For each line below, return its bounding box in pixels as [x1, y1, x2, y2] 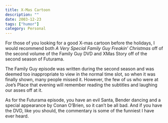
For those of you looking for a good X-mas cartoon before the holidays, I [5, 40, 155, 46]
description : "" [5, 12, 39, 17]
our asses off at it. [5, 87, 43, 93]
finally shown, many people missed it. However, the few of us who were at [5, 77, 159, 83]
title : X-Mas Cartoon [5, 7, 51, 13]
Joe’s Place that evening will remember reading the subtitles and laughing [5, 82, 158, 88]
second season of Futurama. [5, 56, 65, 62]
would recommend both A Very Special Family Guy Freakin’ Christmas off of [5, 45, 163, 51]
